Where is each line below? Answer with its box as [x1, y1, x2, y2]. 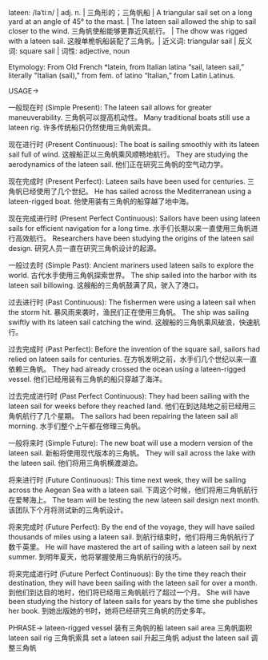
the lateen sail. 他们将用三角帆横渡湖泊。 [8, 459, 142, 467]
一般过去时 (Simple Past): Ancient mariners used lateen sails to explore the [8, 260, 254, 270]
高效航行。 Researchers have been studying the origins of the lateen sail [14, 233, 254, 243]
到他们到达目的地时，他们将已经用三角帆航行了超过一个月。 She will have [8, 587, 250, 597]
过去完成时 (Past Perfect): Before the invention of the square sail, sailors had [8, 344, 260, 354]
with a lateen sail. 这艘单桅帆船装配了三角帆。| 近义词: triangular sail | [8, 36, 237, 46]
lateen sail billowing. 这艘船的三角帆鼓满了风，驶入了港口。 [8, 280, 203, 290]
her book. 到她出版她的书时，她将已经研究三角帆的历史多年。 [8, 606, 210, 615]
